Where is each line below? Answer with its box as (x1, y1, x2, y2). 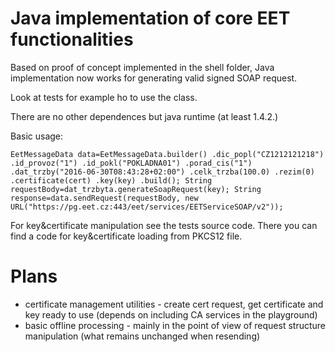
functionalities (10, 28, 134, 51)
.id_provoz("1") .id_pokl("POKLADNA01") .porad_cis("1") (10, 158, 253, 168)
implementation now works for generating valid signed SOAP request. (10, 72, 298, 84)
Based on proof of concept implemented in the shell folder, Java (10, 61, 275, 73)
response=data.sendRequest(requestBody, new (10, 193, 199, 203)
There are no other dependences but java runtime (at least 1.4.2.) (10, 110, 279, 122)
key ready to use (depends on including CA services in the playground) (24, 308, 318, 321)
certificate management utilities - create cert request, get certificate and (24, 298, 324, 310)
